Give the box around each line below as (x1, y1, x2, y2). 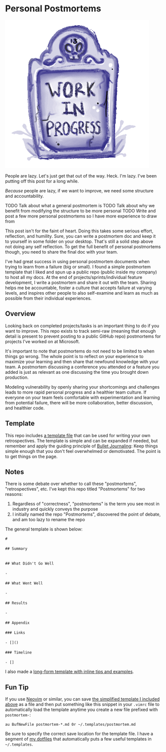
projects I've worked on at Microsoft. (5, 338, 80, 344)
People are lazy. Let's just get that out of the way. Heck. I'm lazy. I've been (5, 173, 157, 178)
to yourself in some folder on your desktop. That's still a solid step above (5, 238, 153, 244)
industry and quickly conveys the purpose (12, 506, 98, 512)
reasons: (5, 491, 23, 497)
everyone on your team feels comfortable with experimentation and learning (5, 394, 160, 400)
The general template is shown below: (5, 526, 83, 532)
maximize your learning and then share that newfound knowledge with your (5, 358, 159, 364)
